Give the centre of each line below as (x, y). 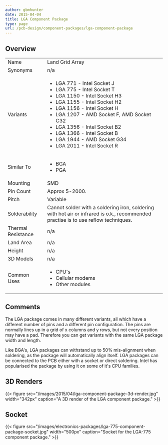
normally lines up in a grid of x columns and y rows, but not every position (81, 330)
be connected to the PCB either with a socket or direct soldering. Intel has (81, 361)
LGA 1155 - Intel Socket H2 (89, 102)
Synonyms (20, 70)
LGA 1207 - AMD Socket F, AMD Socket (103, 114)
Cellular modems (76, 278)
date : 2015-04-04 (23, 14)
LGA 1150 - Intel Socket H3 (89, 95)
